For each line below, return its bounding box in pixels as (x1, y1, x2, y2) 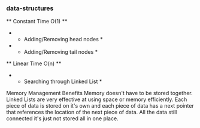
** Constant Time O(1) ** (6, 18, 68, 25)
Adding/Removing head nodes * (23, 36, 103, 43)
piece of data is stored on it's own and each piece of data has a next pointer (6, 102, 195, 109)
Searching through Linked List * (23, 78, 102, 85)
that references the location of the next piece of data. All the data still (6, 109, 177, 116)
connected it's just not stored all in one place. (6, 115, 119, 122)
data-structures (6, 4, 54, 13)
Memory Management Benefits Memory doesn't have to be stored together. (6, 90, 193, 97)
